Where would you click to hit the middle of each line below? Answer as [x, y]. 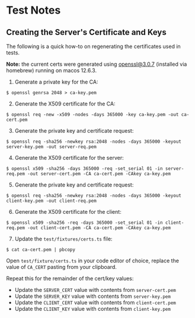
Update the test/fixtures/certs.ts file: [63, 239]
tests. [13, 53]
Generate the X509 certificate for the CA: [65, 104]
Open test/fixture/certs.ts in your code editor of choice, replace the [93, 261]
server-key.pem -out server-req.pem [51, 147]
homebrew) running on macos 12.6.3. [51, 70]
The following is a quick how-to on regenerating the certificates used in [93, 46]
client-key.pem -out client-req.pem [51, 201]
